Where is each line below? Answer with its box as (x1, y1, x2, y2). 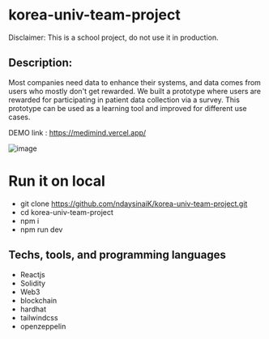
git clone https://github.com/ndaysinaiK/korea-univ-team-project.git (19, 199, 248, 208)
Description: (8, 56, 73, 70)
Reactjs (19, 269, 46, 279)
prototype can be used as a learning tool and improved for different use (8, 103, 247, 113)
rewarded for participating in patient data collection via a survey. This (8, 95, 241, 105)
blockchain (19, 295, 58, 305)
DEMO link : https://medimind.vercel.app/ (8, 127, 147, 137)
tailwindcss (19, 312, 58, 322)
